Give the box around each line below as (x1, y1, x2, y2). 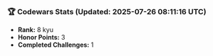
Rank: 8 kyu (17, 26, 53, 34)
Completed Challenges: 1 (17, 40, 94, 49)
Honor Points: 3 (17, 33, 66, 42)
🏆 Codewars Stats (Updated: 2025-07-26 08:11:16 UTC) (7, 6, 207, 16)
